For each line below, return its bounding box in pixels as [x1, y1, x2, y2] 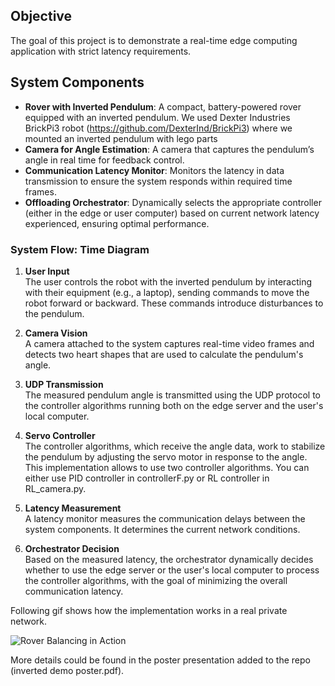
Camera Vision [24, 327, 88, 339]
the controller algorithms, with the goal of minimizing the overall [24, 574, 288, 586]
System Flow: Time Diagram [10, 242, 150, 256]
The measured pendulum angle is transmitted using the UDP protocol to [24, 389, 322, 401]
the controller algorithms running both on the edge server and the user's [24, 399, 324, 411]
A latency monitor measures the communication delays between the [24, 512, 306, 524]
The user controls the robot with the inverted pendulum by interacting [24, 275, 312, 288]
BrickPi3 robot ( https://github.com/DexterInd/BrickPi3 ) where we [24, 122, 293, 134]
